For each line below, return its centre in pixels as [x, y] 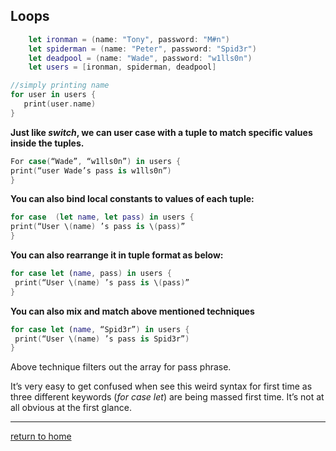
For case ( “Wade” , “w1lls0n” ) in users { [96, 161]
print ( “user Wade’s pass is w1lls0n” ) [91, 170]
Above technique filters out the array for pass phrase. [121, 367]
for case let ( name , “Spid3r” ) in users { [100, 329]
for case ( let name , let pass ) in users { [102, 217]
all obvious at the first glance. [71, 408]
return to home [41, 436]
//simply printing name [60, 85]
